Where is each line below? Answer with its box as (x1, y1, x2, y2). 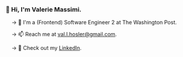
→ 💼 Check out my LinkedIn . (11, 45, 82, 52)
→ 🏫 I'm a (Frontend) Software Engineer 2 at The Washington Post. (11, 19, 177, 26)
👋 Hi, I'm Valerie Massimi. (5, 5, 82, 14)
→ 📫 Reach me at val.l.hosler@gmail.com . (11, 31, 117, 38)
